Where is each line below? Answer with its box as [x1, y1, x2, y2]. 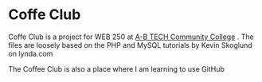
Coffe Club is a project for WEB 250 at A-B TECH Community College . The [8, 32, 254, 41]
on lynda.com [8, 49, 53, 58]
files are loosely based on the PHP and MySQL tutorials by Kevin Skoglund [8, 40, 252, 49]
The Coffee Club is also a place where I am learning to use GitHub [8, 64, 225, 73]
